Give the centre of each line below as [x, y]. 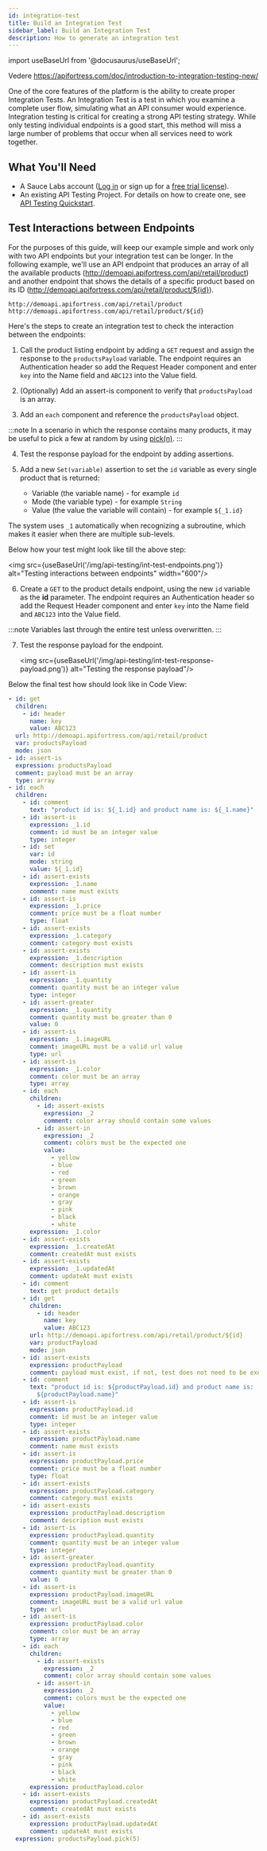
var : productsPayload [51, 744]
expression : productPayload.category [92, 1491]
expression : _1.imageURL [70, 1040]
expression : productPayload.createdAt [93, 1802]
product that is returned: [60, 478]
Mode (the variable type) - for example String [107, 502]
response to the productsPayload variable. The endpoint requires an [130, 358]
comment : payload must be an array [74, 773]
